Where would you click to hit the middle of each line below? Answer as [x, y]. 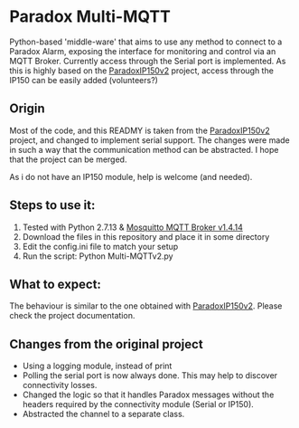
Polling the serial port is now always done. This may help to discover [150, 376]
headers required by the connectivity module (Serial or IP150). [138, 404]
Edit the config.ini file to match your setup [100, 246]
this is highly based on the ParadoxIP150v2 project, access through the [141, 71]
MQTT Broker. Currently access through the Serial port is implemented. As [148, 61]
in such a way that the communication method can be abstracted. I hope [144, 149]
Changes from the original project [106, 344]
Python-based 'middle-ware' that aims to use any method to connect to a [146, 42]
